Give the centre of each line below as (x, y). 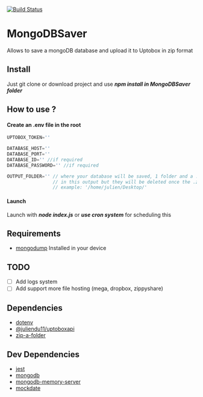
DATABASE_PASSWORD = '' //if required (53, 165)
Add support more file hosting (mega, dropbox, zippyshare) (89, 289)
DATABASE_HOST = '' (29, 149)
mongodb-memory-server (48, 381)
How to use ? (32, 110)
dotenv (24, 323)
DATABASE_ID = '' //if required (45, 160)
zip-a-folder (30, 335)
